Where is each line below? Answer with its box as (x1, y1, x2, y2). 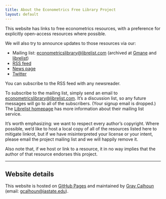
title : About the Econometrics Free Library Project (5, 7, 116, 12)
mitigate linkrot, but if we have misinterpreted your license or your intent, (5, 131, 153, 137)
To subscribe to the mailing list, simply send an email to (5, 90, 118, 96)
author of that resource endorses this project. (5, 151, 98, 157)
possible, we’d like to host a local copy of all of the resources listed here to (5, 125, 157, 131)
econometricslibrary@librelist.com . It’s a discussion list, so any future (5, 95, 147, 101)
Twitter (12, 71, 27, 77)
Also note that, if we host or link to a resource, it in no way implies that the (5, 146, 156, 152)
